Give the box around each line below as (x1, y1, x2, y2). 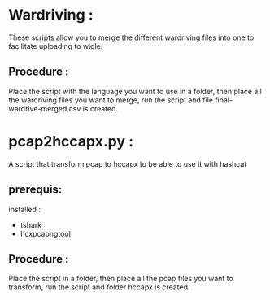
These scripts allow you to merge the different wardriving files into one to (8, 33, 255, 42)
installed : (8, 204, 41, 214)
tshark (20, 220, 42, 229)
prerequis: (8, 183, 63, 197)
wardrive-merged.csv (8, 103, 81, 113)
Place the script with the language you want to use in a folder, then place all (8, 86, 262, 96)
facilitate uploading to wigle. (8, 41, 103, 50)
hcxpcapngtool (20, 228, 72, 238)
